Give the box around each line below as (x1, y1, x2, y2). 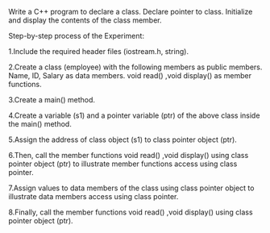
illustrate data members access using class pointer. (8, 192, 179, 201)
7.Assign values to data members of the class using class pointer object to (8, 183, 255, 193)
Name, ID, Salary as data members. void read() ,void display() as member (8, 71, 252, 80)
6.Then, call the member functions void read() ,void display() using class (8, 151, 249, 160)
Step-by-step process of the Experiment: (8, 31, 145, 40)
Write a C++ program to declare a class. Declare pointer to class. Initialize (8, 7, 253, 16)
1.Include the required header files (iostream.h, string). (8, 47, 189, 56)
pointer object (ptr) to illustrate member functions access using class (8, 159, 238, 169)
